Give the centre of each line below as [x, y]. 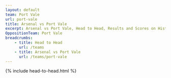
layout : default [22, 10]
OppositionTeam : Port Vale [34, 33]
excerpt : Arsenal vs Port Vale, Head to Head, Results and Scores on [81, 29]
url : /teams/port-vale [43, 57]
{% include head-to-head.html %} [41, 71]
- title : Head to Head [38, 43]
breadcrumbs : [19, 38]
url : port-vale [21, 19]
